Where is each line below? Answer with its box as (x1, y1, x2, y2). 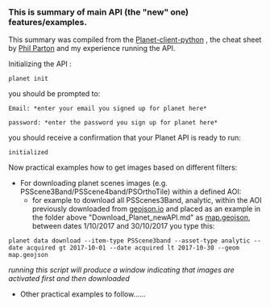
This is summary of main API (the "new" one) (8, 6, 189, 18)
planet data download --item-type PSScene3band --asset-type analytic (8, 237, 251, 245)
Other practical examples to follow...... (19, 289, 147, 299)
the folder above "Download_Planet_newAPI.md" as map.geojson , (31, 212, 251, 222)
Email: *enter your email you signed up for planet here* (8, 104, 207, 113)
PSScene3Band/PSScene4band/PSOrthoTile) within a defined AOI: (19, 187, 242, 196)
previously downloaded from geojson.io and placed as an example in (31, 204, 261, 214)
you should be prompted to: (8, 89, 101, 99)
